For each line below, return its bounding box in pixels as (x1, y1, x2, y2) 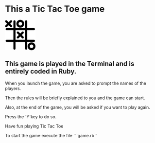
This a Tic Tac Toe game (5, 3, 105, 15)
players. (5, 85, 21, 91)
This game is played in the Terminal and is (5, 60, 135, 68)
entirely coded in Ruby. (5, 67, 77, 76)
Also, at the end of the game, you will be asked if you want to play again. (5, 104, 151, 110)
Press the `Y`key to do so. (5, 113, 57, 120)
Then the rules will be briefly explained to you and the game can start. (5, 95, 145, 101)
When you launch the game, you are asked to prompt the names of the (5, 80, 147, 86)
